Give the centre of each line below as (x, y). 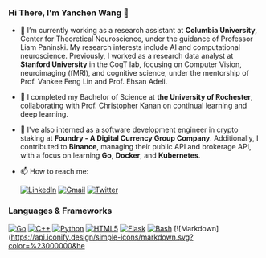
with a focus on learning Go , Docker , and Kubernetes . (110, 155)
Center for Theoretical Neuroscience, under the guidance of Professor (136, 39)
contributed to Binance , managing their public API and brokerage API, (135, 147)
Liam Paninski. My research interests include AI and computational (130, 47)
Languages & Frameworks (60, 211)
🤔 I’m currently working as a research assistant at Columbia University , (139, 31)
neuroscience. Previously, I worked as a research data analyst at (127, 56)
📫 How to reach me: (54, 171)
